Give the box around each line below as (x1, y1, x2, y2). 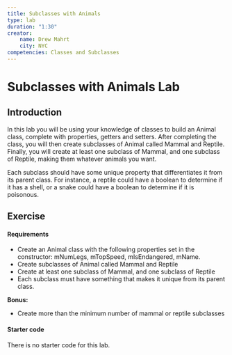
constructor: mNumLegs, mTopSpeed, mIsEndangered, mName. (17, 253, 201, 261)
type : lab (7, 17, 36, 24)
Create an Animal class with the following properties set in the (17, 245, 195, 254)
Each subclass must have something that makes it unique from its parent (17, 275, 226, 283)
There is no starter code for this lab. (7, 340, 110, 349)
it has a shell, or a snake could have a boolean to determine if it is (7, 182, 194, 191)
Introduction (7, 106, 63, 118)
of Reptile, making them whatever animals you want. (7, 155, 157, 163)
